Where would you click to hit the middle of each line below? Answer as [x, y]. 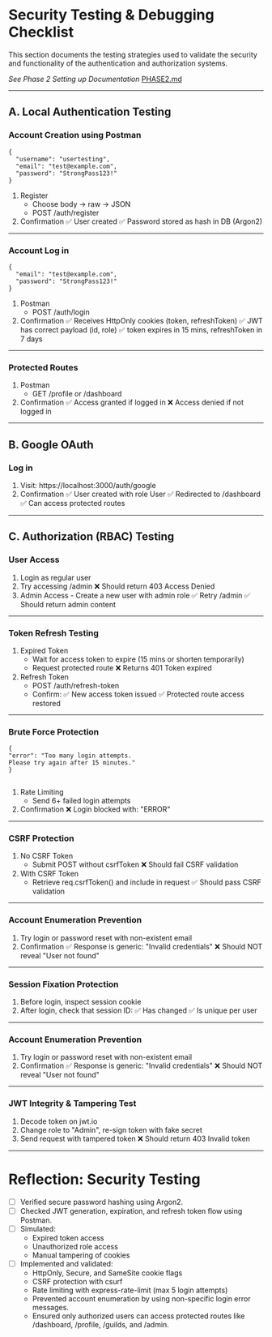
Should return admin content [68, 604]
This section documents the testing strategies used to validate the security [133, 54]
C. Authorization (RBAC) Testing [91, 537]
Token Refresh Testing [54, 632]
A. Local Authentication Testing [90, 112]
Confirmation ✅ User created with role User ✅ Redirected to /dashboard [140, 494]
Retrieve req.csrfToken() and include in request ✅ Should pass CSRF [147, 882]
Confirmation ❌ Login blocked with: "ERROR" [95, 809]
